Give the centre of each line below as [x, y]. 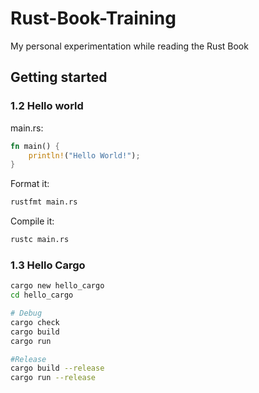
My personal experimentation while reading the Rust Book [129, 46]
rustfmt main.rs [44, 202]
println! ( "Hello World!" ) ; [84, 155]
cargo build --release [57, 368]
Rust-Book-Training [93, 18]
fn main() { [35, 146]
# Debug [26, 313]
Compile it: [32, 221]
